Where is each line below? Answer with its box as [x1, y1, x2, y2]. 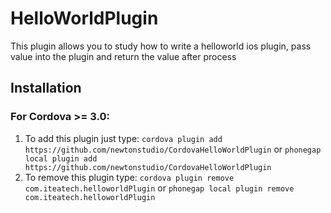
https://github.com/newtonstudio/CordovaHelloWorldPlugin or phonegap [24, 143, 322, 155]
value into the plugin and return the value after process [10, 50, 237, 62]
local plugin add [24, 153, 98, 164]
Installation [10, 80, 82, 97]
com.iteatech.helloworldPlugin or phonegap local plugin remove [24, 182, 295, 194]
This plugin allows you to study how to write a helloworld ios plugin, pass [10, 40, 312, 52]
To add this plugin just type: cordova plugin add [24, 132, 223, 144]
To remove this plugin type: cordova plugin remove [24, 171, 235, 183]
